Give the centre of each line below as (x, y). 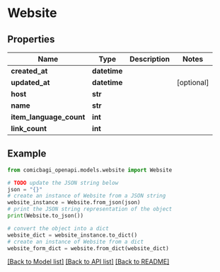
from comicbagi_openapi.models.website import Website (90, 170)
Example (27, 154)
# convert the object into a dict (58, 228)
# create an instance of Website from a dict (75, 242)
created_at (29, 71)
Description (150, 59)
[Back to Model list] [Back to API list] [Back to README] (88, 262)
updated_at (30, 83)
